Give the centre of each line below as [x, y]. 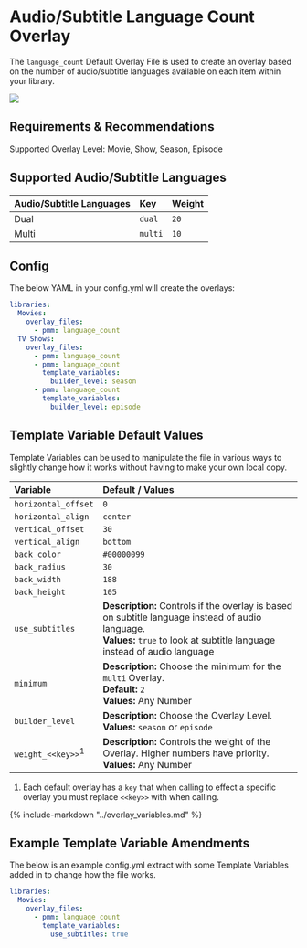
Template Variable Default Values [106, 436]
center [117, 517]
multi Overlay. [133, 677]
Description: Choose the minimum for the [192, 666]
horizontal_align [52, 517]
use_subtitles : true [89, 934]
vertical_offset [49, 529]
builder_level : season [93, 381]
